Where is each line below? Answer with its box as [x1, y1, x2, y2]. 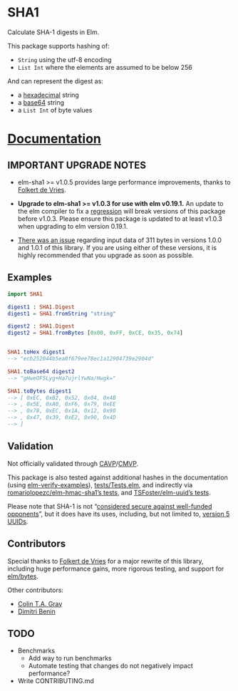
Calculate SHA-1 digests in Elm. [7, 28, 100, 36]
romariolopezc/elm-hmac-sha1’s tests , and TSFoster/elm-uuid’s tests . [7, 488, 212, 497]
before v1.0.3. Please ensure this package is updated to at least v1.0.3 [17, 214, 222, 223]
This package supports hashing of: [7, 41, 110, 50]
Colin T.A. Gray [17, 599, 63, 608]
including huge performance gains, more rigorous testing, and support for [7, 564, 224, 573]
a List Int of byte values [17, 105, 93, 114]
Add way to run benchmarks [28, 654, 112, 663]
